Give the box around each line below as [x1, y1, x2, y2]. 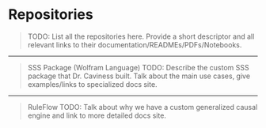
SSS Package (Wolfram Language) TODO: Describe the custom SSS [27, 62, 249, 72]
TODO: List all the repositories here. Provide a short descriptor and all [27, 32, 255, 41]
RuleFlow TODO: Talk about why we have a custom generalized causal [27, 102, 258, 111]
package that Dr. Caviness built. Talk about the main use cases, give [27, 71, 251, 81]
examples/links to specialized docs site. [27, 79, 158, 88]
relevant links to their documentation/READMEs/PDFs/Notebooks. [27, 40, 242, 49]
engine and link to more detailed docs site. [27, 111, 166, 120]
